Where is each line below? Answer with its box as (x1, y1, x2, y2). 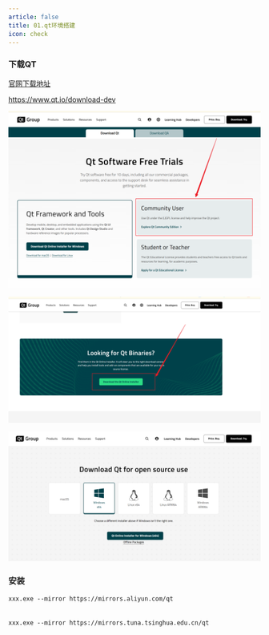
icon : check (8, 30, 48, 38)
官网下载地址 (8, 79, 50, 88)
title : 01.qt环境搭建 (8, 21, 76, 30)
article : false (8, 13, 59, 21)
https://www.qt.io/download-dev (8, 95, 116, 104)
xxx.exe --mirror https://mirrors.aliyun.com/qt (8, 595, 174, 603)
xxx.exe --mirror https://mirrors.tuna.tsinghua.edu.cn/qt (8, 619, 210, 627)
